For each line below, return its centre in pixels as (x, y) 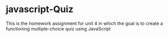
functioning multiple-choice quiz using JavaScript (58, 28)
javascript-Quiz (40, 9)
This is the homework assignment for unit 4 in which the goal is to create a (85, 23)
